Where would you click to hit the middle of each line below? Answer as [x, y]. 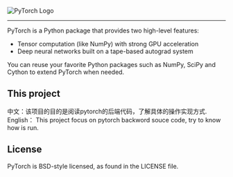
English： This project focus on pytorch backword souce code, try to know [114, 120]
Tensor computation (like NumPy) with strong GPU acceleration [108, 44]
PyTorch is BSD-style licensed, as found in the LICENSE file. [93, 166]
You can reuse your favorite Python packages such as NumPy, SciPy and [112, 65]
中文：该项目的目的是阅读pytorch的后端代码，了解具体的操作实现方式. [107, 111]
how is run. [23, 127]
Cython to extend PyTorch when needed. [66, 72]
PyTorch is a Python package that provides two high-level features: [103, 30]
